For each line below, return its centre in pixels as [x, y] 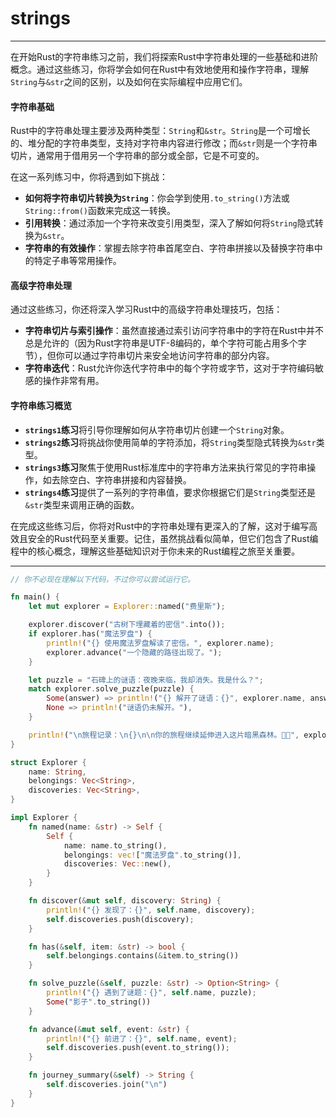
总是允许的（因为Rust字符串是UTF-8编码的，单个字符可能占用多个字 [165, 343]
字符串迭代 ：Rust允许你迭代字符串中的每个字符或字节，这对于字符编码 [170, 368]
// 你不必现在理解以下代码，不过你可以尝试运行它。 [102, 579]
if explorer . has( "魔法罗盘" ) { [90, 634]
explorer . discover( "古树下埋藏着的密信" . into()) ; [127, 625]
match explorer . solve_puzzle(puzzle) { [111, 689]
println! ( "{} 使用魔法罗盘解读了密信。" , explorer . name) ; [160, 643]
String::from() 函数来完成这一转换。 [100, 211]
